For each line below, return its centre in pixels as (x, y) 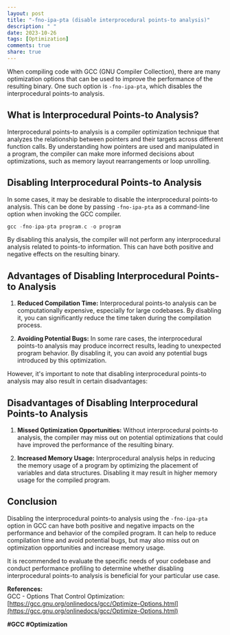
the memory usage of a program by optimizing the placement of (107, 465)
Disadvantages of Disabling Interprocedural (103, 403)
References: (25, 589)
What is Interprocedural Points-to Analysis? (103, 115)
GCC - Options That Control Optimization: (66, 596)
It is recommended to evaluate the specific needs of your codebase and (109, 561)
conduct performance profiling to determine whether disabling (95, 568)
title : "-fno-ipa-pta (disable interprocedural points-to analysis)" (109, 20)
